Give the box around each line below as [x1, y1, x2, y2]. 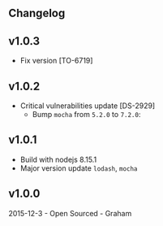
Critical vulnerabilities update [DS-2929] [19, 101, 156, 111]
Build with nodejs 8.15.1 [19, 154, 97, 164]
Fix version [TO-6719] [19, 56, 93, 66]
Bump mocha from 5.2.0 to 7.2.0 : [32, 110, 141, 120]
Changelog [8, 7, 66, 20]
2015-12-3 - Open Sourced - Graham [8, 208, 132, 218]
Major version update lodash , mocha [19, 163, 138, 173]
